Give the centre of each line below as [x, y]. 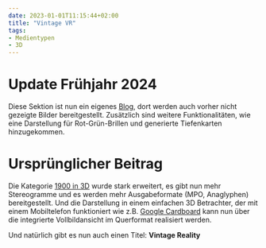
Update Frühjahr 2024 [83, 85]
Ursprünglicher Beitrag [85, 164]
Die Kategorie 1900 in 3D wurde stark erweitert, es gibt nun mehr [115, 186]
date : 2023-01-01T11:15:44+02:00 [64, 15]
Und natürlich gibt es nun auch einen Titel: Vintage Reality [104, 235]
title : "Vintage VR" [42, 23]
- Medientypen [32, 38]
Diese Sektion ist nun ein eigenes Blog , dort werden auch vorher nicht [123, 107]
